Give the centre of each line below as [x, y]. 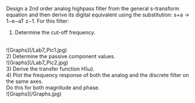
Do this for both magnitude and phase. [53, 87]
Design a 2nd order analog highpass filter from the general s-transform [92, 9]
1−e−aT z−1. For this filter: [38, 21]
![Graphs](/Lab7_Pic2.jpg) [37, 62]
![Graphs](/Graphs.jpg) [34, 94]
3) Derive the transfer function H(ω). [51, 69]
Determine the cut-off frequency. [55, 32]
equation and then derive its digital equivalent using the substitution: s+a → [98, 15]
